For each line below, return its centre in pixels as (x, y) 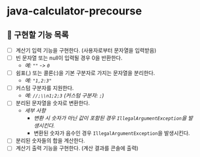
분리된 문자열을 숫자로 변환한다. (52, 103)
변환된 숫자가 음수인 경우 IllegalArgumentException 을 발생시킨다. (112, 133)
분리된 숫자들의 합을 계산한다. (50, 141)
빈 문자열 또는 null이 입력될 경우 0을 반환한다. (69, 58)
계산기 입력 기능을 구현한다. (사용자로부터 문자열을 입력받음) (86, 50)
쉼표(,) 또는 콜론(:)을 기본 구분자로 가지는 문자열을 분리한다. (85, 73)
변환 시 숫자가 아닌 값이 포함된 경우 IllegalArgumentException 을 (110, 118)
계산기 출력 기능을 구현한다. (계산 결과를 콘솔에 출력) (77, 148)
